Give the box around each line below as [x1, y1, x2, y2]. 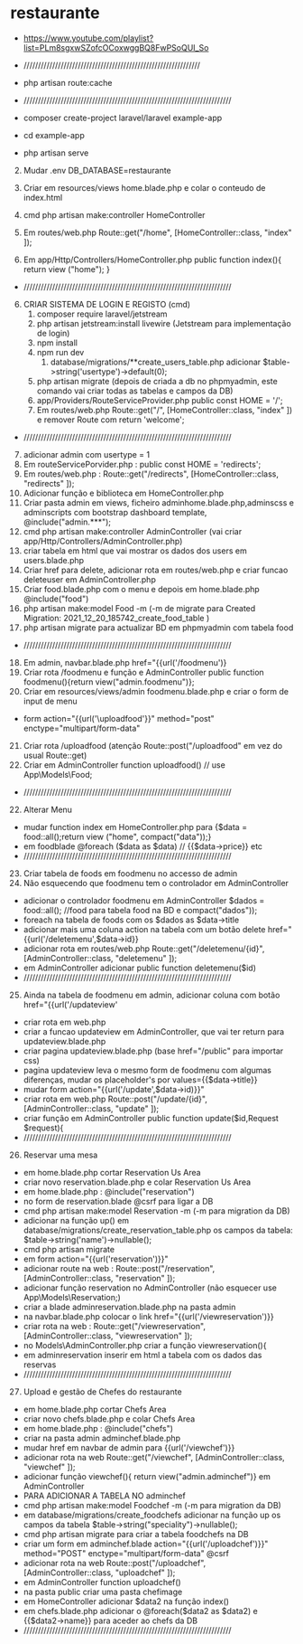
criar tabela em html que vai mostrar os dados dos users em [23, 545, 247, 556]
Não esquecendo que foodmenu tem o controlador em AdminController [23, 877, 289, 888]
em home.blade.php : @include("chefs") [23, 1422, 174, 1433]
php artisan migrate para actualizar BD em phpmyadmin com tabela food [23, 622, 294, 633]
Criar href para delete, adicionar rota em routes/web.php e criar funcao [23, 564, 289, 575]
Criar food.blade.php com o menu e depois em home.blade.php [23, 583, 260, 594]
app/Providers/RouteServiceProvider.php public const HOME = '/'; [36, 394, 283, 405]
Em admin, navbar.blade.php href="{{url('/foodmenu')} [23, 657, 227, 667]
